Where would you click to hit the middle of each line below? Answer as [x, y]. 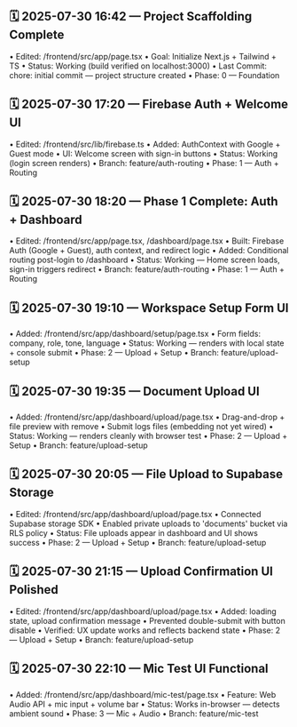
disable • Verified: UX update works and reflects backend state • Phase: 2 [145, 630]
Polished [34, 590]
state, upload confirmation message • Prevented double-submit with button [148, 620]
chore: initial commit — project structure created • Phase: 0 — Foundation [145, 75]
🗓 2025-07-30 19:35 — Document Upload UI [134, 391]
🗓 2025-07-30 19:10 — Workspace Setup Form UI [149, 308]
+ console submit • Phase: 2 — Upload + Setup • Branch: [114, 353]
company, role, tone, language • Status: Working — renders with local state [147, 343]
